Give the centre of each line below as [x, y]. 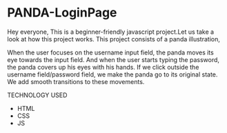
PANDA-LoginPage [62, 13]
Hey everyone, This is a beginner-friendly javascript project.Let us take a [111, 32]
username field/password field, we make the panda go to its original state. [112, 74]
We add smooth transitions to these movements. [76, 81]
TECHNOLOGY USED [37, 95]
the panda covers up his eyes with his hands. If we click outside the [103, 67]
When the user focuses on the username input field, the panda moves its [110, 52]
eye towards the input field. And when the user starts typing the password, [113, 59]
